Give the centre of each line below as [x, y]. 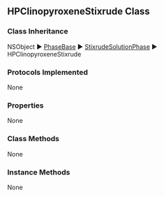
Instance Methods [39, 172]
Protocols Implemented [48, 72]
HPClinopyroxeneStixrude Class [79, 12]
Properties [25, 105]
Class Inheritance [38, 31]
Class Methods [33, 139]
